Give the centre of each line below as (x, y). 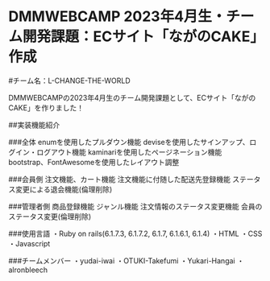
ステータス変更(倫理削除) (50, 216)
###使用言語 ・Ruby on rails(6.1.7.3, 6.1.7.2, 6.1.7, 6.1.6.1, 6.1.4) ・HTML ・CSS (135, 233)
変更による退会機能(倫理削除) (64, 189)
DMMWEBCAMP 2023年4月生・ (117, 17)
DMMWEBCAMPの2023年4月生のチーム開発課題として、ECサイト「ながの (132, 97)
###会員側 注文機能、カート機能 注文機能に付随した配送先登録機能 (120, 179)
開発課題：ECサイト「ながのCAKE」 (140, 37)
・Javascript (29, 243)
